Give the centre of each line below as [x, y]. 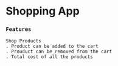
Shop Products [24, 41]
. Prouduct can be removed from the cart [59, 52]
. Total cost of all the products [50, 57]
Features [19, 29]
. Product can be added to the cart [52, 47]
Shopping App [43, 11]
